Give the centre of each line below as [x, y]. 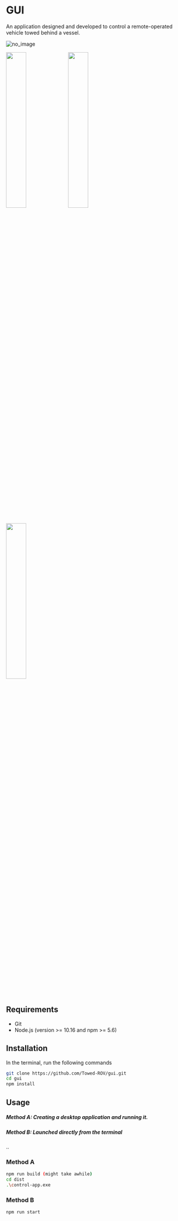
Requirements [32, 1010]
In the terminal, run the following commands [59, 1062]
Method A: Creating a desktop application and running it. [77, 1117]
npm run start [23, 1212]
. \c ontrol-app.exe [28, 1185]
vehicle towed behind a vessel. [43, 32]
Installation [27, 1049]
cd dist [15, 1180]
